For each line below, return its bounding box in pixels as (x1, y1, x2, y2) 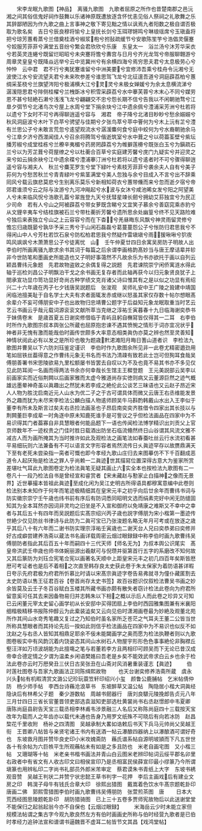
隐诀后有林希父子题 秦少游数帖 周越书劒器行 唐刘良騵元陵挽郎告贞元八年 (6, 690, 196, 697)
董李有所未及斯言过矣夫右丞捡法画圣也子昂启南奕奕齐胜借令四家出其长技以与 (6, 404, 196, 411)
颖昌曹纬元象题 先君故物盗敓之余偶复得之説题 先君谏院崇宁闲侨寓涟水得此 (6, 261, 196, 268)
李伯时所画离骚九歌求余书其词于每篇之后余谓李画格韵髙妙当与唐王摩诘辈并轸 (6, 246, 196, 253)
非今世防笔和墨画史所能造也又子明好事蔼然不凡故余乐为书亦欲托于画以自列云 (6, 254, 196, 261)
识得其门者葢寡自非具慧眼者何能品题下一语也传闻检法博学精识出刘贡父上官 (11, 419, 196, 426)
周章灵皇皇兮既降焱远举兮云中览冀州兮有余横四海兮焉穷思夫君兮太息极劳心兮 (6, 58, 196, 65)
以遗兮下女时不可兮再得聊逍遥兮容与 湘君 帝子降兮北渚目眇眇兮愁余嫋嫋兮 (6, 111, 196, 117)
